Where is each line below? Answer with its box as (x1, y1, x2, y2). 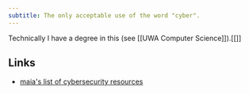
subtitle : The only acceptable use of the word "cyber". (8, 11, 201, 20)
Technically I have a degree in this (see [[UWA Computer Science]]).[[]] (8, 33, 242, 43)
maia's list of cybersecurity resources (19, 77, 144, 87)
